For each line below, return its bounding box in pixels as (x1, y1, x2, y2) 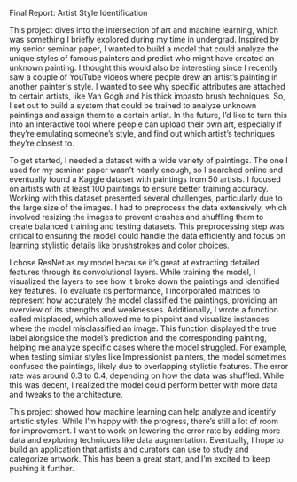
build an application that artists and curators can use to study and (9, 444, 249, 454)
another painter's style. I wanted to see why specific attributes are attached (9, 82, 285, 91)
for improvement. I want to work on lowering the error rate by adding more (9, 425, 281, 436)
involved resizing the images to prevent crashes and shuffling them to (9, 212, 264, 222)
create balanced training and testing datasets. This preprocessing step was (9, 221, 285, 232)
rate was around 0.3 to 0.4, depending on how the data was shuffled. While (9, 370, 285, 381)
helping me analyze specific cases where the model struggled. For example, (9, 342, 288, 352)
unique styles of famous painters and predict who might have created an (9, 53, 275, 63)
